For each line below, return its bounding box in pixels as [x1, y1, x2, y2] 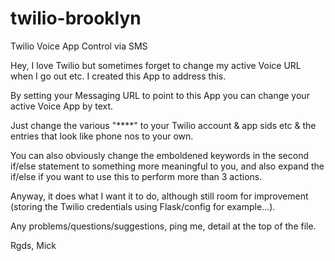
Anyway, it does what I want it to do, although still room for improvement [10, 190, 309, 202]
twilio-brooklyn [10, 7, 142, 30]
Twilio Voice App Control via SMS [10, 40, 148, 52]
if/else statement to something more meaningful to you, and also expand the [10, 160, 325, 172]
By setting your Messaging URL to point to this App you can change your [10, 89, 310, 101]
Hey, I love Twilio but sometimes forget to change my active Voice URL [10, 59, 302, 71]
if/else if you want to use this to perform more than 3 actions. [10, 170, 263, 182]
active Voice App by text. [10, 100, 114, 112]
